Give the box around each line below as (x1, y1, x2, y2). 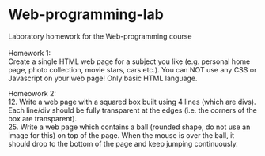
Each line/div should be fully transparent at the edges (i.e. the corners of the (8, 105, 257, 115)
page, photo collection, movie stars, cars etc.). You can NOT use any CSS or (8, 65, 257, 74)
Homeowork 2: (8, 88, 57, 98)
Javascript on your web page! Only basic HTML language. (8, 73, 198, 83)
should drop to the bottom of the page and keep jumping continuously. (8, 139, 239, 148)
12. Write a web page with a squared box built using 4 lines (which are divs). (8, 97, 256, 106)
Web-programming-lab (8, 6, 165, 24)
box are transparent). (8, 113, 78, 123)
